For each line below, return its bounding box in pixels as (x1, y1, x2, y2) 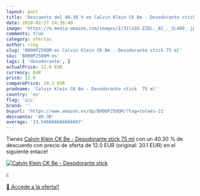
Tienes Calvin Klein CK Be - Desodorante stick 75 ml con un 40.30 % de (6, 135, 183, 143)
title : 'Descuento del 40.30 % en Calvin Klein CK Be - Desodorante (6, 14, 180, 20)
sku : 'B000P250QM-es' (6, 53, 60, 59)
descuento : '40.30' (6, 113, 55, 119)
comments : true (6, 31, 44, 37)
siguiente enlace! (6, 148, 48, 155)
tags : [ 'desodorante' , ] (6, 58, 70, 64)
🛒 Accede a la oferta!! (6, 184, 60, 191)
